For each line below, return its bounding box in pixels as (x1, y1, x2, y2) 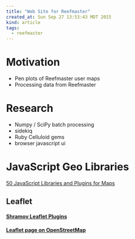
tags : (6, 25, 19, 31)
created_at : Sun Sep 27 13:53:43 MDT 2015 (6, 14, 112, 20)
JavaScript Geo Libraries (6, 161, 129, 173)
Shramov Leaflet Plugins (6, 213, 67, 220)
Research (6, 102, 54, 115)
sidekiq (14, 127, 32, 134)
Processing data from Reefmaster (14, 81, 96, 88)
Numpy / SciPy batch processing (14, 121, 95, 128)
